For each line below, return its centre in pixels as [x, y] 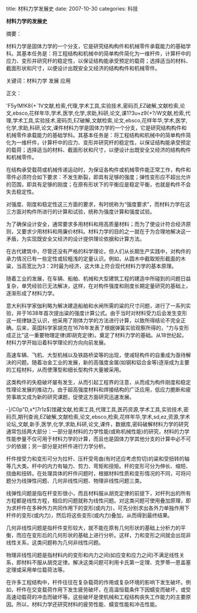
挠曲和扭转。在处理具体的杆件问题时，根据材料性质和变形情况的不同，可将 [96, 473]
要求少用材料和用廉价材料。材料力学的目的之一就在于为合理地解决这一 [106, 231]
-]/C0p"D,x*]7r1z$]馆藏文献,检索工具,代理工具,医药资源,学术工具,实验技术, [95, 409]
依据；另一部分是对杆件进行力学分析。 [62, 446]
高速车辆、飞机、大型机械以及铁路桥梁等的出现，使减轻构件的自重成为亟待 [96, 355]
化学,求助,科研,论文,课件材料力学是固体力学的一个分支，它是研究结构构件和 [96, 128]
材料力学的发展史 [27, 21]
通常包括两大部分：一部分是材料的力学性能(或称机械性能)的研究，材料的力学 [98, 432]
